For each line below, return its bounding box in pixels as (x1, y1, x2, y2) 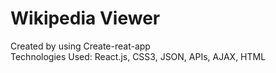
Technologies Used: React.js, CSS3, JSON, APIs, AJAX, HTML (10, 50, 267, 62)
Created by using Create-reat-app (10, 40, 151, 52)
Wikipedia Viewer (10, 7, 161, 30)
